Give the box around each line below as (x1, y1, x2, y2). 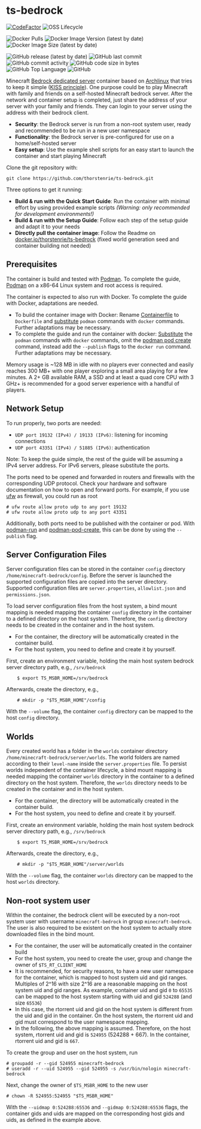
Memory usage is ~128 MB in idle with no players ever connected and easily (6, 361, 194, 368)
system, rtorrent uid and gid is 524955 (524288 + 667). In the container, (14, 1031, 190, 1038)
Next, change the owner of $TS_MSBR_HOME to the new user (6, 1082, 148, 1088)
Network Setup (6, 404, 64, 414)
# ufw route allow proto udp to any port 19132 (6, 504, 127, 510)
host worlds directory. (6, 878, 60, 886)
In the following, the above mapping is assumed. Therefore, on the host (14, 1025, 191, 1032)
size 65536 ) (14, 999, 42, 1006)
